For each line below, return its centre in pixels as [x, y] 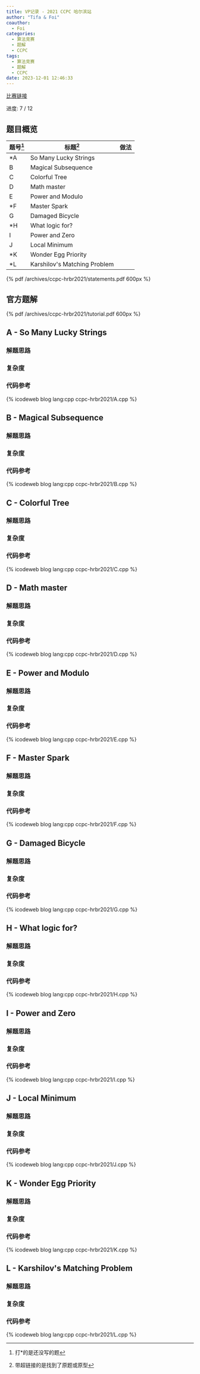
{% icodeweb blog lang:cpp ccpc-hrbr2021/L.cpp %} [71, 1335]
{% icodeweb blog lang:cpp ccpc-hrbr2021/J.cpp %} [71, 1164]
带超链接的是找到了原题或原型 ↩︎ [54, 1365]
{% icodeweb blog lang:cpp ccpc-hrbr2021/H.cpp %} [72, 995]
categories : [21, 34]
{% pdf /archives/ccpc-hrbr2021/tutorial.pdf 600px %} [74, 314]
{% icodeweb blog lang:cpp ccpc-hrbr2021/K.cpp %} [72, 1250]
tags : [13, 56]
